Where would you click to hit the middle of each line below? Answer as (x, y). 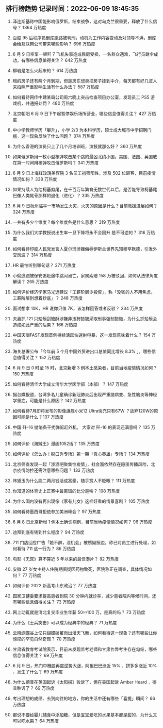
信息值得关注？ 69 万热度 (38, 655)
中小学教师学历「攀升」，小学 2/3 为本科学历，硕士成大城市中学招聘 (80, 130)
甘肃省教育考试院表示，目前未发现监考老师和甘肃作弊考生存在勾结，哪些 (85, 649)
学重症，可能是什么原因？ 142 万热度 (49, 400)
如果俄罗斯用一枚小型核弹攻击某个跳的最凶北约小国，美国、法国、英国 (83, 156)
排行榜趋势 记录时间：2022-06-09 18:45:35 (72, 9)
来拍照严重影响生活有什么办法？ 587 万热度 (56, 87)
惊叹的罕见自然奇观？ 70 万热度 (44, 639)
